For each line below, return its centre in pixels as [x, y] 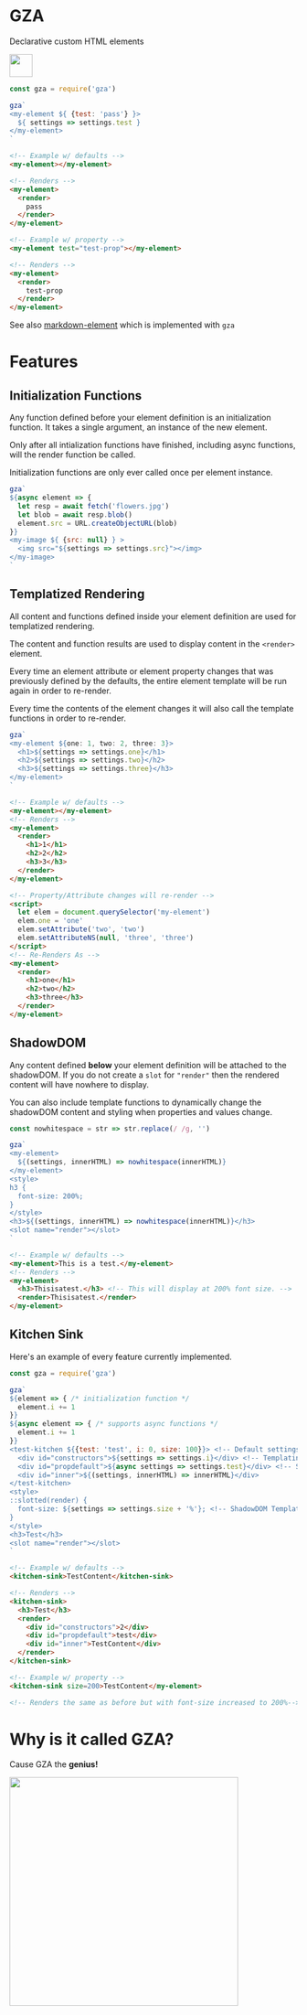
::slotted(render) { [49, 1501]
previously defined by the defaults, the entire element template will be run [148, 681]
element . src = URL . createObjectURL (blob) [98, 523]
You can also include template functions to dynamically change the [136, 1102]
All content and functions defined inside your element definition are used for [153, 616]
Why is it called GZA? [92, 1739]
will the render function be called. [73, 455]
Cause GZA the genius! [54, 1764]
